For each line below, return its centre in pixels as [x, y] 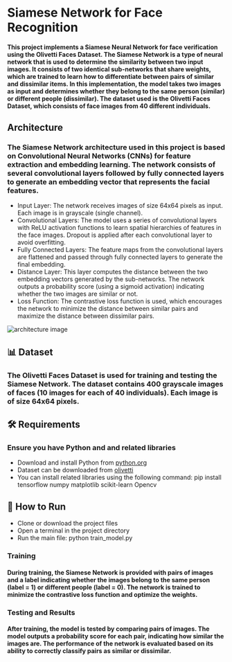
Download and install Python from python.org [82, 463]
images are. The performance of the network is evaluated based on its [110, 644]
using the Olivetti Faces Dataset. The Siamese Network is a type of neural [115, 54]
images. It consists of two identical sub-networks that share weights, [109, 69]
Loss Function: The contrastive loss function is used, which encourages [120, 301]
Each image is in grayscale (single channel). [80, 213]
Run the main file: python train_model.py [75, 538]
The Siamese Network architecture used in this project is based [116, 147]
